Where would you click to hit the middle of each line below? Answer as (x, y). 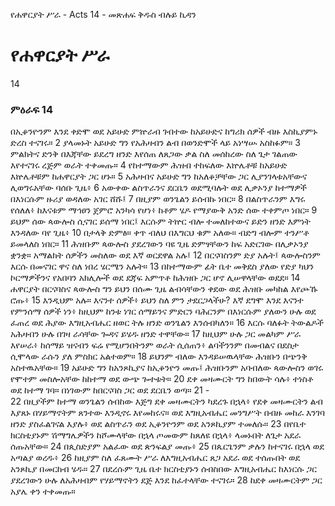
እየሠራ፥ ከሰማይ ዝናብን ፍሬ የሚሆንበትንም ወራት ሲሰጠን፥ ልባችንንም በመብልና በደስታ (155, 345)
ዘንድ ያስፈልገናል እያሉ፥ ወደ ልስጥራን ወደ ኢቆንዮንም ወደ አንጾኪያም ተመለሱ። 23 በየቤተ (158, 424)
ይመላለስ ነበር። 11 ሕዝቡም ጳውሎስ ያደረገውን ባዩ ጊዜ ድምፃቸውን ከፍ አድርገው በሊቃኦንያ (159, 244)
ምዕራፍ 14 (31, 109)
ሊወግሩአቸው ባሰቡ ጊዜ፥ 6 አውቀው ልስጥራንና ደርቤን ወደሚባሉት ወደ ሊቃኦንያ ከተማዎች (159, 188)
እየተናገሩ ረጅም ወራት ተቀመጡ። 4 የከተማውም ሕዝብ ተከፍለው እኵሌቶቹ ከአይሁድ (149, 165)
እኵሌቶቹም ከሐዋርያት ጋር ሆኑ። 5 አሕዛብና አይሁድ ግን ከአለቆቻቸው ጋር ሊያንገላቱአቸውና (159, 176)
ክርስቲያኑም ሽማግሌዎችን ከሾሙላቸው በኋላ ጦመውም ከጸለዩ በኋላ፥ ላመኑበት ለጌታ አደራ (156, 435)
